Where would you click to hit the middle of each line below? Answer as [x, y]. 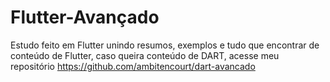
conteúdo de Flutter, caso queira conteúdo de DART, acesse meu [145, 55]
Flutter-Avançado [85, 17]
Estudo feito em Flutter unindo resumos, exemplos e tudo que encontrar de [165, 45]
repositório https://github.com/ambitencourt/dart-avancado [133, 66]
